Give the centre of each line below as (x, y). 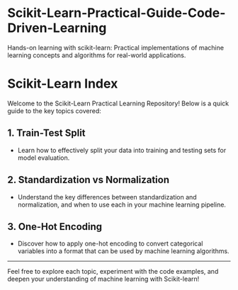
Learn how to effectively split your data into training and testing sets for (122, 150)
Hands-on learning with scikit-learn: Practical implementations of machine (116, 47)
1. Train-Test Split (47, 133)
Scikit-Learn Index (63, 84)
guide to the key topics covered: (54, 110)
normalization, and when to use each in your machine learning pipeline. (122, 204)
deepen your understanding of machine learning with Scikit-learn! (103, 279)
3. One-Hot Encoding (55, 227)
